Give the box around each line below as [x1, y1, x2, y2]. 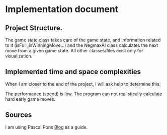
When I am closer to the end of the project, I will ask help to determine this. [5, 81, 161, 87]
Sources [5, 111, 32, 119]
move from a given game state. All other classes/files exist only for [5, 48, 143, 53]
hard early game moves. [5, 96, 55, 102]
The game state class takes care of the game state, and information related [5, 37, 161, 43]
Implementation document [5, 4, 119, 15]
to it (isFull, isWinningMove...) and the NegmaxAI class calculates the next [5, 42, 158, 48]
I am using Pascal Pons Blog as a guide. [5, 124, 88, 130]
